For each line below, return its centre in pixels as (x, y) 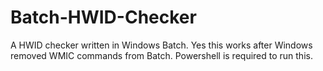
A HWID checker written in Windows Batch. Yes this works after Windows (161, 45)
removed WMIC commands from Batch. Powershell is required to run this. (161, 55)
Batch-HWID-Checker (103, 17)
